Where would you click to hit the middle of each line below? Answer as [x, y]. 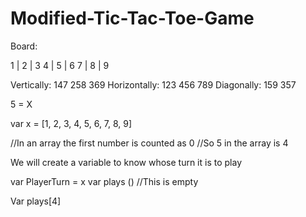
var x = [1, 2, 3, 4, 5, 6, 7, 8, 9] [71, 123]
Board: [24, 46]
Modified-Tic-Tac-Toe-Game [132, 18]
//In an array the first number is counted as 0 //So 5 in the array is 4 [149, 143]
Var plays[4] [36, 201]
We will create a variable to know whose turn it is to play [126, 162]
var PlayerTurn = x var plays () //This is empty [104, 181]
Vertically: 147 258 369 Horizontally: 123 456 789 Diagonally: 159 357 [153, 84]
